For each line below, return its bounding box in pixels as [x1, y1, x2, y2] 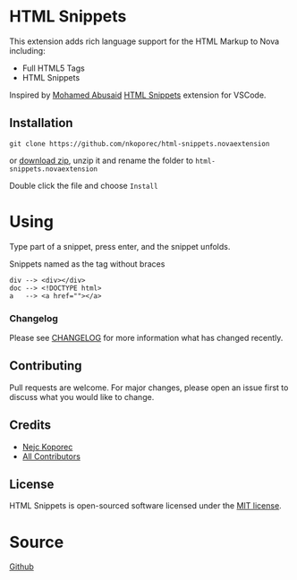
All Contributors [21, 450, 81, 462]
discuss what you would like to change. [9, 391, 155, 402]
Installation [9, 115, 73, 131]
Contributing [9, 358, 82, 373]
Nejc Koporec [21, 441, 73, 452]
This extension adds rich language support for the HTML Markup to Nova [9, 36, 280, 47]
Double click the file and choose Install [9, 180, 158, 191]
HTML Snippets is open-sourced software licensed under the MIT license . [9, 500, 282, 511]
